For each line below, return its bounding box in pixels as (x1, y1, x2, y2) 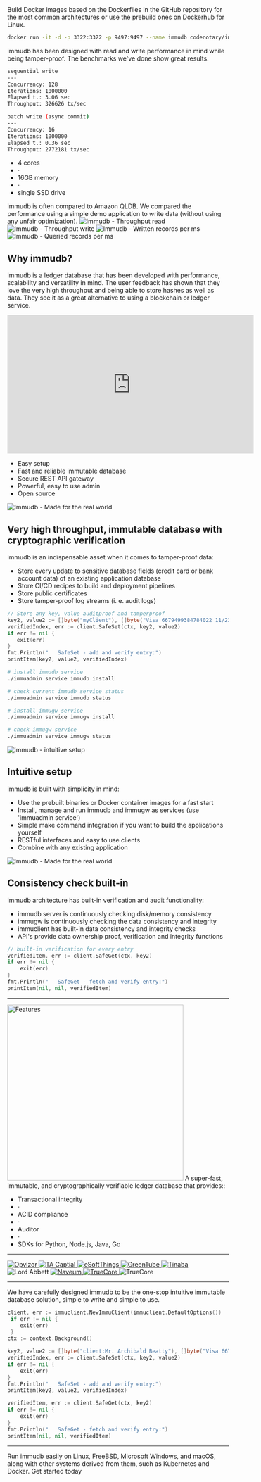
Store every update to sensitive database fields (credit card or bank (17, 566, 213, 575)
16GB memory (17, 174, 59, 182)
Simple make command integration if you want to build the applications (17, 821, 224, 829)
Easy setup (17, 460, 51, 468)
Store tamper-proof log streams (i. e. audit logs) (17, 597, 157, 604)
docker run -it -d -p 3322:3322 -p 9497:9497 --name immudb (7, 34, 188, 41)
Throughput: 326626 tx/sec (7, 101, 87, 108)
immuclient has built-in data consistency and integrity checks (17, 924, 196, 933)
